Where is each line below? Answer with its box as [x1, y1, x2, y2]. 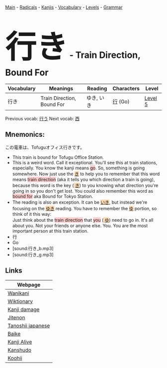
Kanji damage [7, 306, 40, 313]
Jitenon [7, 314, 25, 321]
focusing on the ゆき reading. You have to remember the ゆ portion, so [12, 205, 157, 211]
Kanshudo [7, 347, 31, 354]
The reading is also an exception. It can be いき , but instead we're [12, 199, 148, 205]
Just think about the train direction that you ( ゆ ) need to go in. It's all [12, 217, 154, 223]
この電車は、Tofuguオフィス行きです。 [5, 144, 84, 150]
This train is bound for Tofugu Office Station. [12, 154, 104, 160]
